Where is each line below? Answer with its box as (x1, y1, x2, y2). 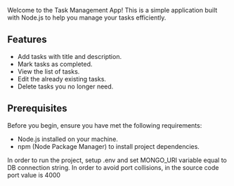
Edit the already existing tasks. (17, 74, 107, 83)
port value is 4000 (7, 171, 61, 179)
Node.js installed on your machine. (17, 135, 118, 143)
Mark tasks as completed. (17, 60, 93, 68)
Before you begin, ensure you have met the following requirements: (7, 121, 202, 129)
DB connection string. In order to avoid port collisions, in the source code (7, 163, 219, 171)
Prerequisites (7, 102, 67, 114)
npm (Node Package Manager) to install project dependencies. (17, 142, 200, 150)
